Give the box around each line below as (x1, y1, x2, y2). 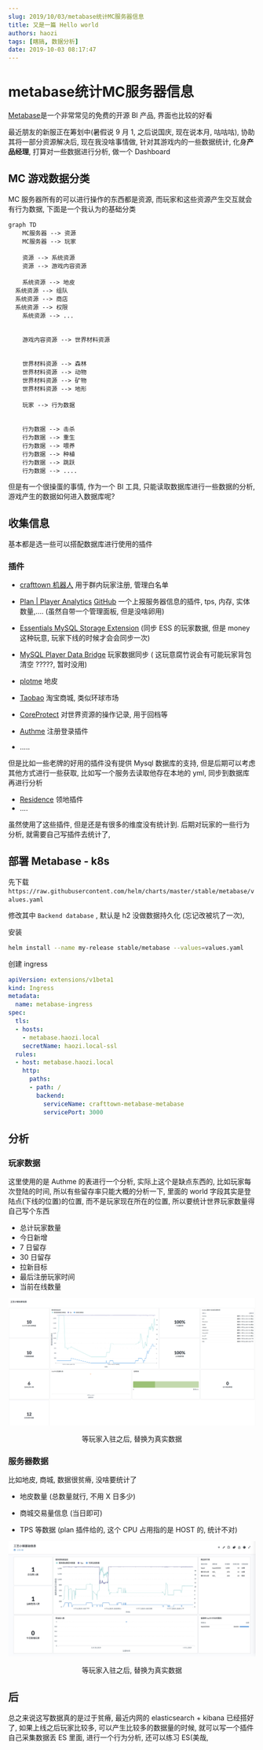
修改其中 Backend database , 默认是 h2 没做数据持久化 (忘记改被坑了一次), (8, 910, 245, 919)
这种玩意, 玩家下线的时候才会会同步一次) (19, 633, 151, 642)
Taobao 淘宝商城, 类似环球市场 (19, 692, 119, 703)
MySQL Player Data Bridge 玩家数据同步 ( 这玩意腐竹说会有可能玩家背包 (19, 649, 252, 659)
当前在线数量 (19, 1282, 61, 1292)
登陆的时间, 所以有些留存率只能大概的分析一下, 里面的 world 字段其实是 (14, 1187, 245, 1196)
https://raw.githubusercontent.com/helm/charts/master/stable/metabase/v (8, 887, 255, 895)
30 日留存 (19, 1253, 52, 1262)
